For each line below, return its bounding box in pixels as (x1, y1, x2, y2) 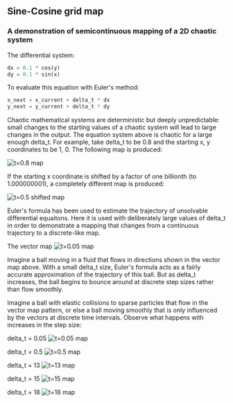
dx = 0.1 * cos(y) (7, 64, 60, 72)
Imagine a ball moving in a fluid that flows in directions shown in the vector (7, 256, 221, 264)
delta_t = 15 (7, 375, 40, 383)
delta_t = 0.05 (7, 334, 47, 343)
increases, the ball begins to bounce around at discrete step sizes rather (7, 278, 214, 286)
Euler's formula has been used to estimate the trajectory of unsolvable (7, 206, 208, 215)
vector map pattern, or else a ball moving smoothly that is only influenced (7, 306, 218, 315)
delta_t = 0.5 (7, 347, 43, 356)
